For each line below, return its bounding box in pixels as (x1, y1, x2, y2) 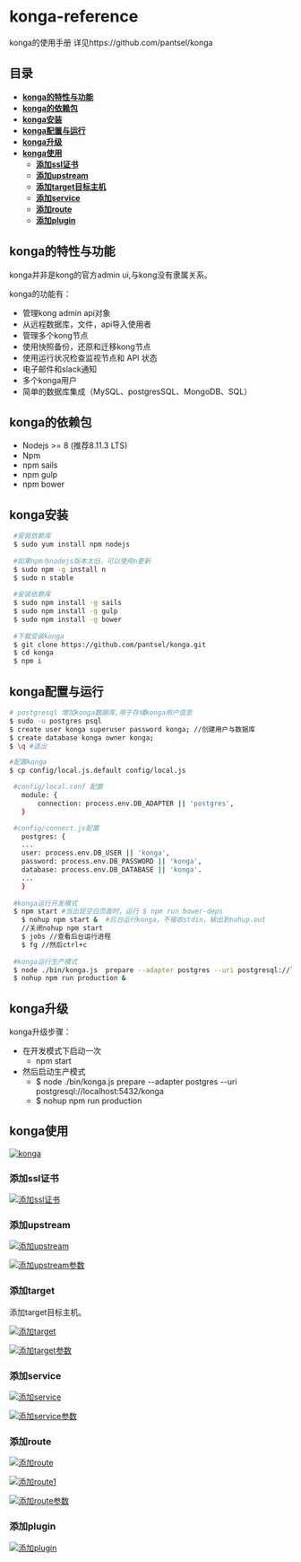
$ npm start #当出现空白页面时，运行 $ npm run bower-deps (13, 907, 224, 917)
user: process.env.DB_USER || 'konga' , (21, 848, 170, 858)
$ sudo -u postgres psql (9, 716, 102, 725)
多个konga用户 (21, 374, 78, 385)
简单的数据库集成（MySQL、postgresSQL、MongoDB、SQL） (21, 386, 253, 397)
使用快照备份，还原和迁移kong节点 (21, 341, 151, 352)
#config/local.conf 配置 (13, 783, 103, 792)
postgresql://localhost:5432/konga (35, 1086, 164, 1097)
